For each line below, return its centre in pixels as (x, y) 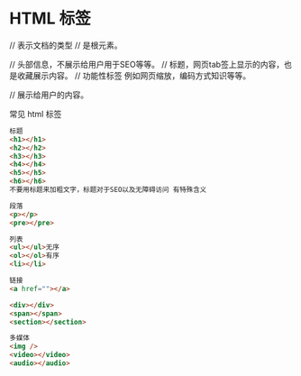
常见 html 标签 (36, 114)
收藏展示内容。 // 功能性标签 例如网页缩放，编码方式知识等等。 (133, 75)
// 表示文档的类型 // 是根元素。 (66, 45)
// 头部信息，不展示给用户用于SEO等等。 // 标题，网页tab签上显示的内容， (147, 64)
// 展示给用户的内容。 (49, 95)
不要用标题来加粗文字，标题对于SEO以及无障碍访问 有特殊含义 (108, 190)
